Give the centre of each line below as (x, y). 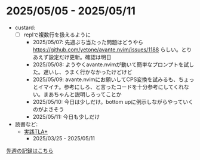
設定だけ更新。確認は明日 (80, 57)
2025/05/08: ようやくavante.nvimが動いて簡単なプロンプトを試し (113, 64)
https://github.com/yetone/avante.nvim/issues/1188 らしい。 (107, 50)
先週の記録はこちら (30, 151)
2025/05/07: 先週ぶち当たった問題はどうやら (88, 42)
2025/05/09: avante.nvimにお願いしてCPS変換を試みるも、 (106, 79)
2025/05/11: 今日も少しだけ (66, 117)
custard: (25, 27)
